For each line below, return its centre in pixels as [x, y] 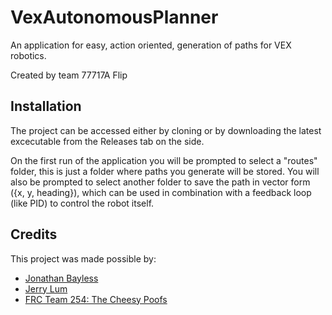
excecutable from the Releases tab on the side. [107, 141]
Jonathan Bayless [61, 278]
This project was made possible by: [83, 258]
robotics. [28, 55]
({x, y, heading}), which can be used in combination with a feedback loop [161, 192]
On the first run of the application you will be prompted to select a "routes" [164, 160]
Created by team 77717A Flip [69, 75]
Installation [46, 106]
